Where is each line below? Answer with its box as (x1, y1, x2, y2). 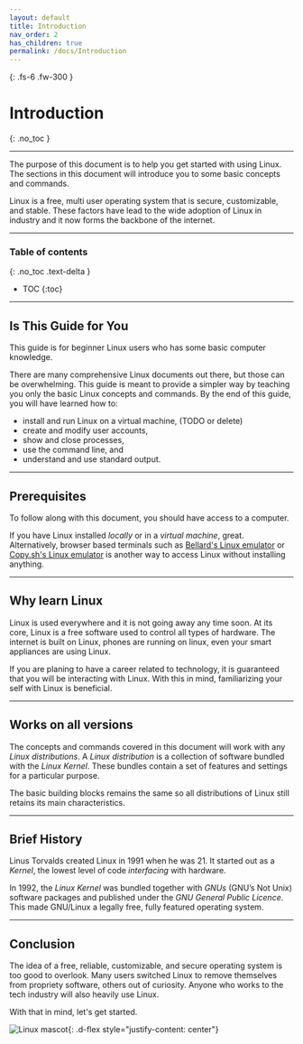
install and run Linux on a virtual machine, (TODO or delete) (22, 416, 243, 427)
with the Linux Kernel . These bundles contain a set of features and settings (9, 760, 289, 771)
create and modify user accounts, (22, 425, 149, 436)
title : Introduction (9, 22, 87, 31)
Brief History (9, 832, 83, 846)
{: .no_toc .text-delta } (9, 266, 91, 277)
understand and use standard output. (22, 454, 161, 465)
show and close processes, (22, 435, 124, 446)
